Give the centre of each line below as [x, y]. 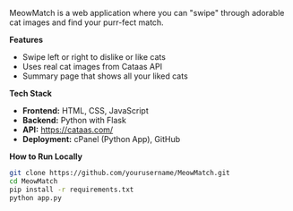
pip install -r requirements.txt [72, 190]
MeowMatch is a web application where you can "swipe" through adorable [147, 13]
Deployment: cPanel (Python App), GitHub [101, 139]
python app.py [36, 198]
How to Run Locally [46, 156]
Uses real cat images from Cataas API [92, 67]
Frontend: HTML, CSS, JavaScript [86, 110]
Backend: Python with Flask [74, 120]
